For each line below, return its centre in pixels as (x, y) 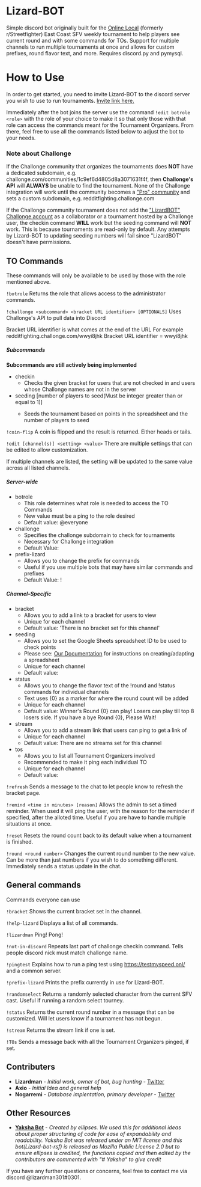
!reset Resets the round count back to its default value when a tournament (99, 835)
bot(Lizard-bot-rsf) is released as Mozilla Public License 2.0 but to (97, 1147)
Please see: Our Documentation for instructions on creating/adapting (109, 653)
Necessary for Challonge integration (69, 541)
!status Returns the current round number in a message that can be (91, 1012)
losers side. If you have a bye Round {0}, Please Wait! (90, 717)
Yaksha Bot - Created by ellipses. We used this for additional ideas (98, 1127)
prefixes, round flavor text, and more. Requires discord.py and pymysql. (95, 53)
